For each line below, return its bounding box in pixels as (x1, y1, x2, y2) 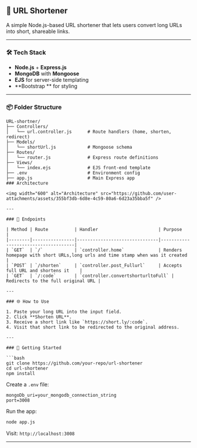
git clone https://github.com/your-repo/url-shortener (6, 360, 143, 366)
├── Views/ (6, 160, 33, 166)
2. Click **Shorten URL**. (6, 314, 72, 320)
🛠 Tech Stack (6, 48, 46, 56)
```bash (6, 355, 25, 362)
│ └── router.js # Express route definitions (6, 155, 159, 161)
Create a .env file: (6, 381, 49, 388)
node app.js (6, 419, 35, 425)
